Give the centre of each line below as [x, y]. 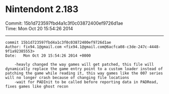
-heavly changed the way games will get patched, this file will [84, 64]
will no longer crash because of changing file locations [67, 77]
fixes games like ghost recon [37, 86]
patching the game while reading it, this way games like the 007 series [84, 73]
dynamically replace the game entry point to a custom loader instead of [84, 69]
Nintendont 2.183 [42, 9]
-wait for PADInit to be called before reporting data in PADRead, [86, 82]
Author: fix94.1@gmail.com [33, 47]
